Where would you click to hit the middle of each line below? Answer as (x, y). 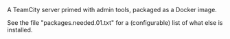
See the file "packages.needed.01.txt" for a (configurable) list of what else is (115, 23)
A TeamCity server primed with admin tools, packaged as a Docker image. (112, 10)
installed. (20, 30)
